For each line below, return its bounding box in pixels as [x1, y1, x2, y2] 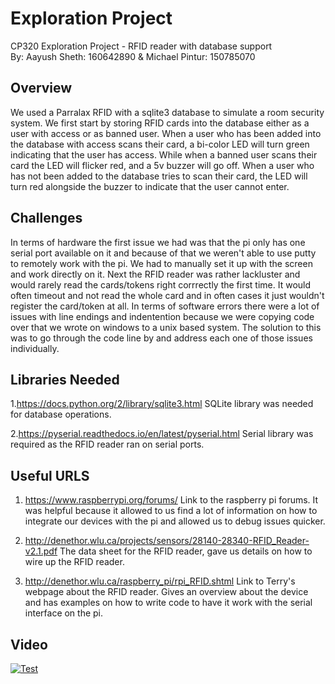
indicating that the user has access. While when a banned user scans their [10, 148, 318, 161]
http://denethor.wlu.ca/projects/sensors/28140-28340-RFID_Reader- [24, 535, 310, 547]
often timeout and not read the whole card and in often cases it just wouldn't [10, 289, 325, 301]
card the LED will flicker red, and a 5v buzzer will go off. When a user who [10, 159, 315, 171]
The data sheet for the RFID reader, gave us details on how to [59, 545, 313, 557]
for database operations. [10, 408, 112, 421]
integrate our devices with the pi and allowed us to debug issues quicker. [24, 515, 326, 527]
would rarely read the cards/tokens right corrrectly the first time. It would [10, 278, 312, 291]
